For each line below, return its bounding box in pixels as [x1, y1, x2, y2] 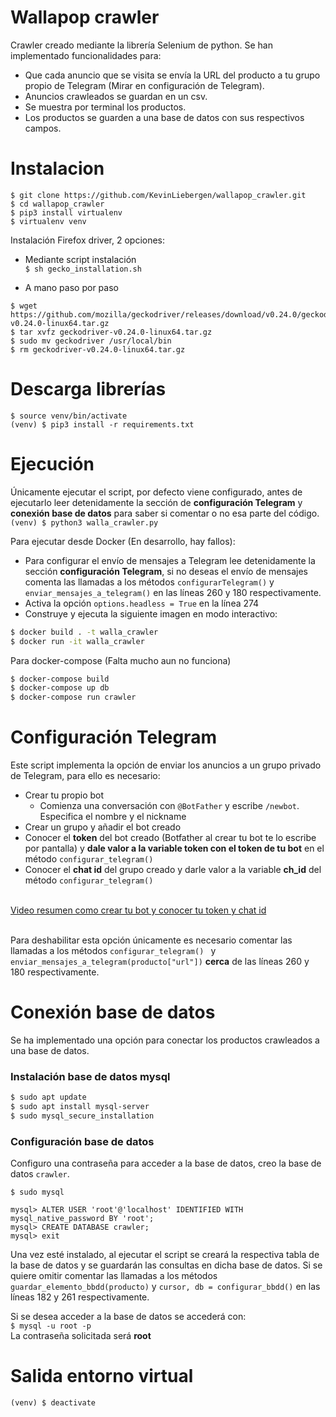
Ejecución [10, 453, 95, 475]
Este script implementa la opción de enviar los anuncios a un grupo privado [10, 759, 322, 771]
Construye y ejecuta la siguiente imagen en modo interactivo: [24, 607, 278, 620]
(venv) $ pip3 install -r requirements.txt [10, 419, 195, 430]
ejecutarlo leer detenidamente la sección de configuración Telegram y [10, 496, 303, 508]
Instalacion [10, 157, 105, 180]
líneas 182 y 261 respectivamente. [10, 1291, 150, 1303]
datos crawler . [10, 1168, 70, 1180]
